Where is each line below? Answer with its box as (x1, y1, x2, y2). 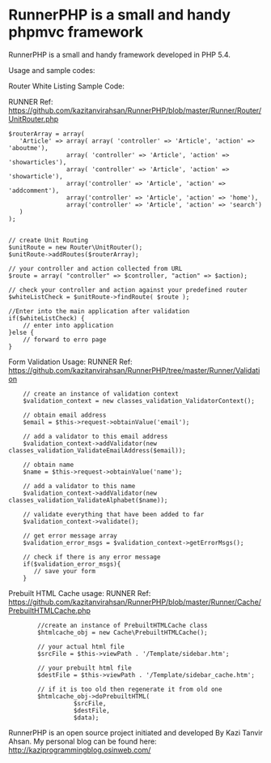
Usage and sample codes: (8, 65, 95, 75)
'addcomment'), (8, 186, 60, 195)
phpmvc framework (8, 23, 144, 41)
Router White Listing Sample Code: (8, 81, 125, 91)
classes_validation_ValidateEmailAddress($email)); (8, 446, 186, 455)
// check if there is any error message (23, 553, 161, 561)
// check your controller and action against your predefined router (8, 285, 248, 294)
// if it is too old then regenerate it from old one (37, 685, 222, 693)
